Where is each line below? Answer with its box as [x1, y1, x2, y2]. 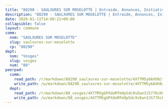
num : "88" [9, 63, 30, 68]
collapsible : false [5, 21, 46, 26]
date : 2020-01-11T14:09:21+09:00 [5, 16, 75, 21]
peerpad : [5, 68, 23, 73]
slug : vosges [9, 58, 37, 63]
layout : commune [5, 26, 39, 31]
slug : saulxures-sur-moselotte [9, 40, 75, 45]
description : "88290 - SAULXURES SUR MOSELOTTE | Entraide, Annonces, [5, 12, 155, 17]
